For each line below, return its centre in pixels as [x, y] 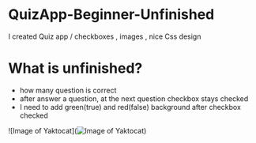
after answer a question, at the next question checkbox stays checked [134, 98]
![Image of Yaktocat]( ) [77, 130]
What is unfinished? [75, 68]
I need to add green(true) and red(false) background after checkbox [130, 107]
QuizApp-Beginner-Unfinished [111, 15]
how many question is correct [68, 90]
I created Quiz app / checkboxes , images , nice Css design [105, 36]
